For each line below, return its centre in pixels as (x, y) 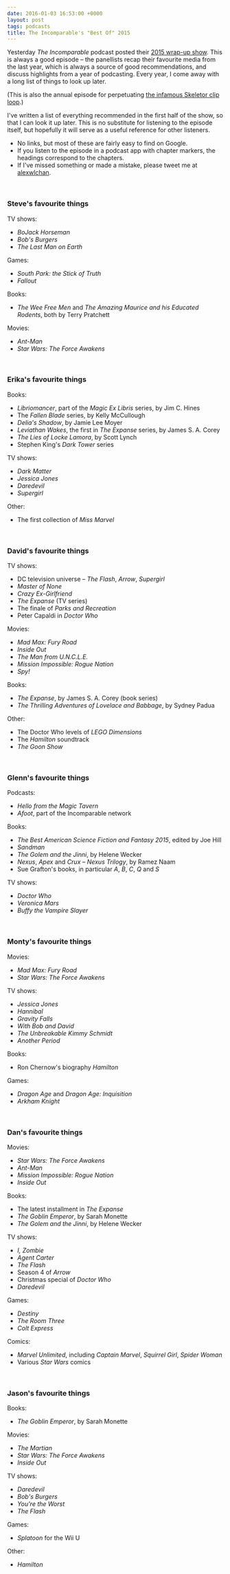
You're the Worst (41, 1504)
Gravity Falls (35, 1018)
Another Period (38, 1040)
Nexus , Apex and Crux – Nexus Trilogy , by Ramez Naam (96, 862)
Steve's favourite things (48, 204)
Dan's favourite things (45, 1132)
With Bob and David (45, 1026)
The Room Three (41, 1321)
